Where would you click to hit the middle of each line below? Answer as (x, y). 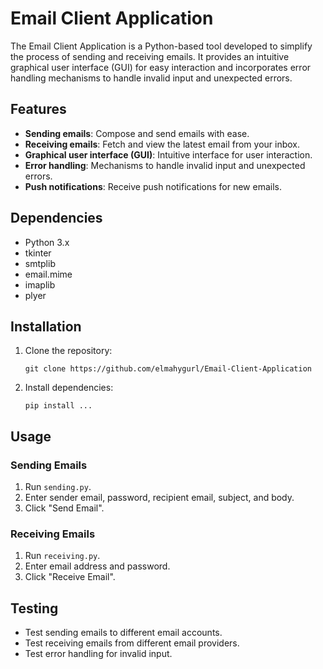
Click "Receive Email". (70, 577)
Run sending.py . (58, 487)
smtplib (40, 263)
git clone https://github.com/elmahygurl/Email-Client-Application (168, 369)
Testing (34, 608)
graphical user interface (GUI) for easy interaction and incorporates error (161, 67)
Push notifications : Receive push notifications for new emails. (153, 186)
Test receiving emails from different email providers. (132, 643)
